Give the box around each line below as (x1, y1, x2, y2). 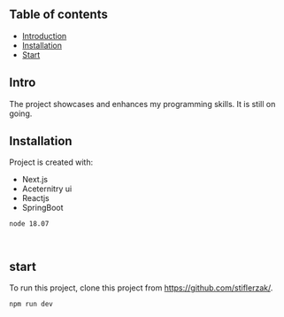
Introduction (21, 30, 67, 41)
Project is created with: (9, 157, 94, 167)
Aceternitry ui (21, 183, 73, 194)
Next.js (21, 174, 49, 185)
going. (9, 108, 33, 119)
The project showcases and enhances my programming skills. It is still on (9, 98, 276, 109)
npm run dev (9, 300, 53, 309)
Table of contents (9, 7, 108, 22)
